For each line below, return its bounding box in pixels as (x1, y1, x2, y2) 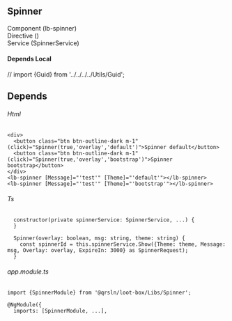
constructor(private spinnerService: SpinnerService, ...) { (13, 216, 195, 224)
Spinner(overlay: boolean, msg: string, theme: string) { (13, 235, 186, 242)
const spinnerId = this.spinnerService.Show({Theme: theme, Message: (20, 240, 226, 248)
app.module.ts (7, 267, 49, 276)
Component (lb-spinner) (7, 24, 77, 32)
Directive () (7, 31, 40, 40)
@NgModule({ (7, 302, 42, 308)
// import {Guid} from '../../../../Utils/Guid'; (7, 70, 125, 79)
